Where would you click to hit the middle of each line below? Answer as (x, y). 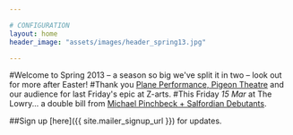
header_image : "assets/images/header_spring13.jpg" (108, 42)
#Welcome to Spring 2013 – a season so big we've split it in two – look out (146, 75)
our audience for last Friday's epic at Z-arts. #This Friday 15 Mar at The (141, 94)
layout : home (34, 34)
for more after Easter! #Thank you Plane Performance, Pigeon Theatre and (147, 85)
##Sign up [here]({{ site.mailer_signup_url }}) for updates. (116, 121)
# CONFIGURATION (39, 25)
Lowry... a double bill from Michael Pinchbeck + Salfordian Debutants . (138, 104)
